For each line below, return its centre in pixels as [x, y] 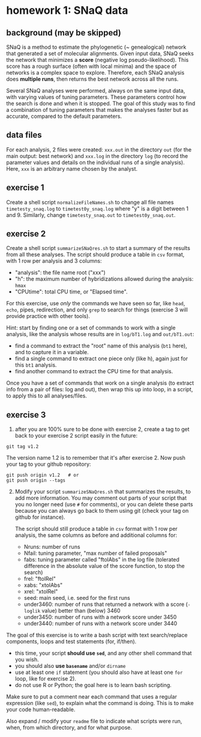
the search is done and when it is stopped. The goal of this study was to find [101, 103]
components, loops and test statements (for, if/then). [71, 641]
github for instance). [40, 517]
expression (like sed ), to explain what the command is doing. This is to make [100, 703]
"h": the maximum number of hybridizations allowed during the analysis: [104, 279]
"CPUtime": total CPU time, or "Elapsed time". [71, 292]
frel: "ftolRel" [40, 579]
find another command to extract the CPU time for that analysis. [94, 372]
